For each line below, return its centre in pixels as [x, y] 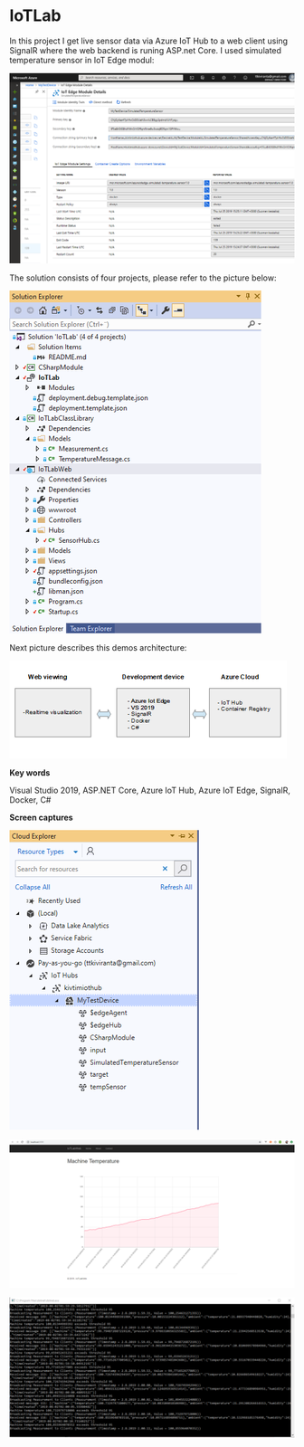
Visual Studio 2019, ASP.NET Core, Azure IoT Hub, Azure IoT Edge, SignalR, [150, 790]
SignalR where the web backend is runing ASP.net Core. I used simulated [146, 50]
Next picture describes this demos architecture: [98, 648]
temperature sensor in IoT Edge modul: [82, 60]
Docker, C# [30, 800]
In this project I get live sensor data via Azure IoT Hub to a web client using [148, 41]
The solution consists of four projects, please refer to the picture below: [143, 278]
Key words [30, 773]
